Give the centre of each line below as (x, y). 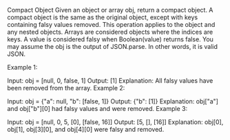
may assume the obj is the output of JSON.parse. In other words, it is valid (113, 47)
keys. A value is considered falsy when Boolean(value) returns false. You (110, 39)
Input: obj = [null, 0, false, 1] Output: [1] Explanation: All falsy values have (110, 81)
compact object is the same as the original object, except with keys (103, 17)
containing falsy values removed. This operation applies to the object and (111, 24)
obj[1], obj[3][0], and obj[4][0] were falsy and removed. (86, 129)
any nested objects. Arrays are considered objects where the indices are (110, 32)
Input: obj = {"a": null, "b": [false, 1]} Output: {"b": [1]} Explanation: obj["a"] (113, 101)
